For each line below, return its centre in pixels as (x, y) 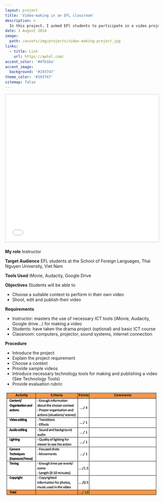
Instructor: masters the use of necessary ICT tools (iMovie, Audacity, (81, 318)
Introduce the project (33, 353)
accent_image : (19, 67)
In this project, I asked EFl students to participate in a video (78, 26)
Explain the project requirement (44, 358)
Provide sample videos (35, 368)
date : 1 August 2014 (26, 31)
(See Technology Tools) (36, 379)
